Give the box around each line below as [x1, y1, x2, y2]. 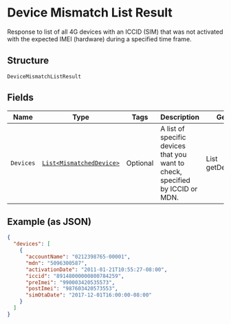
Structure [7, 55, 49, 67]
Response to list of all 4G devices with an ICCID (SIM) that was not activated [7, 28, 223, 36]
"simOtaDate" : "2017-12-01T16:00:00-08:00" [25, 292, 153, 299]
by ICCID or [160, 184, 198, 193]
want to [160, 158, 185, 168]
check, [160, 166, 182, 176]
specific [160, 132, 186, 142]
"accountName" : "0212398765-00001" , [25, 253, 131, 260]
